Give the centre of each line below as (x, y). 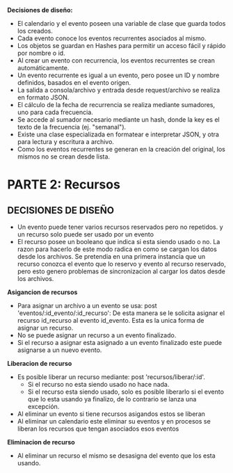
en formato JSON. (43, 97)
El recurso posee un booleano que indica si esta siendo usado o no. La (119, 242)
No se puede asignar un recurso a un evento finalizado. (97, 335)
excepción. (43, 407)
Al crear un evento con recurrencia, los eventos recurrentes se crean (116, 61)
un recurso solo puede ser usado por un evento (86, 234)
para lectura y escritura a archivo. (66, 142)
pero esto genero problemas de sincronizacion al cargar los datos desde (121, 271)
